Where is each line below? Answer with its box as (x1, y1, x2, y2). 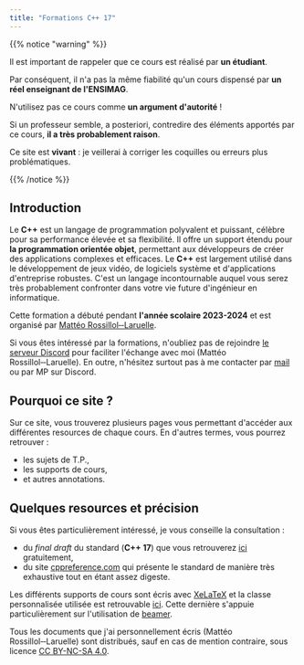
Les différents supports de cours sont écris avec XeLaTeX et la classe (9, 589, 272, 600)
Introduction (9, 200, 82, 216)
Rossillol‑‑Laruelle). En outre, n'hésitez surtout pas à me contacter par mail (9, 357, 290, 368)
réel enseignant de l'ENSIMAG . (9, 83, 129, 94)
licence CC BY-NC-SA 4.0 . (9, 646, 110, 657)
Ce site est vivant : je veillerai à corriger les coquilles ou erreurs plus (9, 146, 268, 157)
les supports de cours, (22, 464, 108, 475)
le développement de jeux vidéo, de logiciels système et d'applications (9, 263, 277, 274)
